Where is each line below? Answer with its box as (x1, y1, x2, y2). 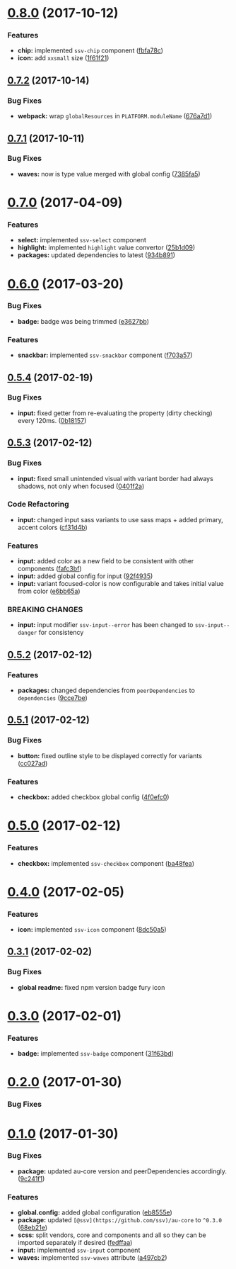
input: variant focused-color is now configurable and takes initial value (17, 580, 224, 588)
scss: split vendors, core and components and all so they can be (17, 1231, 206, 1239)
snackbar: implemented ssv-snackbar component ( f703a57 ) (17, 351, 193, 359)
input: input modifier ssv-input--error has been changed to (17, 621, 194, 629)
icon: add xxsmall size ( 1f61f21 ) (17, 54, 110, 62)
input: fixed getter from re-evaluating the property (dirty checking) (17, 409, 213, 417)
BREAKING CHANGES (7, 604, 83, 614)
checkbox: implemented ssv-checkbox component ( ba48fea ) (17, 859, 195, 867)
